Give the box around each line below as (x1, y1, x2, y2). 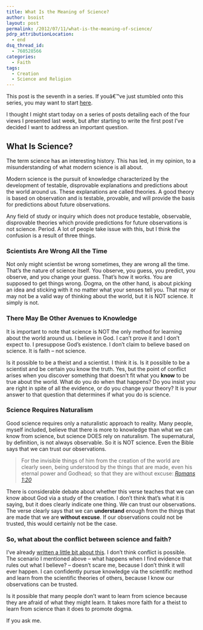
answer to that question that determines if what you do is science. (6, 390, 171, 398)
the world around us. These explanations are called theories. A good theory (6, 188, 195, 195)
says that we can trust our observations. (6, 445, 107, 453)
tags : (6, 65, 20, 71)
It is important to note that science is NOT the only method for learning (6, 328, 182, 335)
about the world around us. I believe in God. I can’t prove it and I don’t (6, 334, 180, 342)
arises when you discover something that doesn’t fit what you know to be (6, 372, 189, 379)
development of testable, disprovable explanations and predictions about (6, 182, 188, 189)
